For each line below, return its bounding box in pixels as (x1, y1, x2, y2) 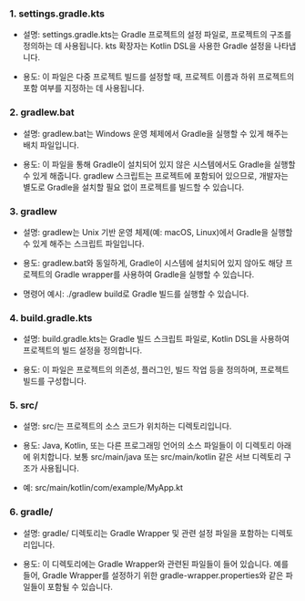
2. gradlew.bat (9, 106, 75, 119)
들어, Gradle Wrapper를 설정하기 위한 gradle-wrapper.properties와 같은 (22, 569, 284, 581)
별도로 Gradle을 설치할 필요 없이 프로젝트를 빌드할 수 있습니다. (22, 181, 245, 192)
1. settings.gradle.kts (9, 7, 105, 20)
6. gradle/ (9, 505, 54, 518)
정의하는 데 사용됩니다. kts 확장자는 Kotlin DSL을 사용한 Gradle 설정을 (22, 40, 272, 52)
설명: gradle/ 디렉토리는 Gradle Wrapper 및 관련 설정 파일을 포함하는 (22, 527, 269, 538)
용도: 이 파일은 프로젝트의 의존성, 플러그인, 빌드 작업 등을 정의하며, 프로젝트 (22, 364, 290, 376)
